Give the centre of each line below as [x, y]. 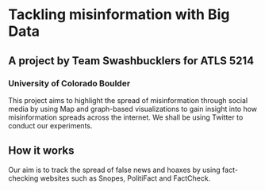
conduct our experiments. [50, 125]
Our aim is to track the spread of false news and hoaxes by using [114, 170]
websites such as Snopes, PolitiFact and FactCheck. [125, 178]
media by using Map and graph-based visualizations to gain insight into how [133, 109]
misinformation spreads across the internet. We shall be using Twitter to [126, 117]
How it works [41, 151]
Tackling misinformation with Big [119, 15]
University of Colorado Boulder [69, 83]
